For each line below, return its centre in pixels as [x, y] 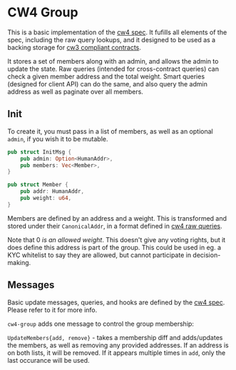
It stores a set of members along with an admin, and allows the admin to [113, 61]
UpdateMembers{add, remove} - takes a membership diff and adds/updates [115, 337]
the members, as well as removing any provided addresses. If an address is [118, 345]
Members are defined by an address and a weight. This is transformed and [117, 218]
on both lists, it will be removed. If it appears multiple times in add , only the [117, 352]
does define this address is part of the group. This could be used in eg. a [114, 247]
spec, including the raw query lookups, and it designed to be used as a [112, 39]
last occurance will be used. [49, 360]
